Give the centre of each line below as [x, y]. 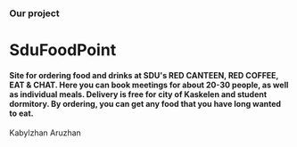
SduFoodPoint [63, 50]
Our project [34, 13]
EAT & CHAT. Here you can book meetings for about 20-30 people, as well [149, 85]
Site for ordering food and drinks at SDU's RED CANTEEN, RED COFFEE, [144, 75]
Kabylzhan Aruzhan [45, 133]
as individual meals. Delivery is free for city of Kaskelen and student [138, 94]
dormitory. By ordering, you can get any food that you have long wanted [145, 103]
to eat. [21, 113]
